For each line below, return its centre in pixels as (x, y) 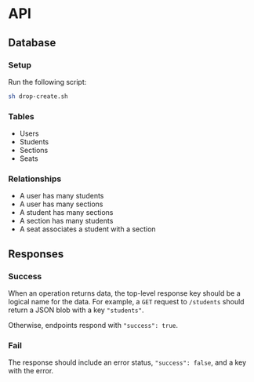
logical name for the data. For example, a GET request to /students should (126, 302)
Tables (21, 116)
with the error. (31, 371)
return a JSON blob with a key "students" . (76, 310)
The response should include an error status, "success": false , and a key (127, 362)
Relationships (35, 179)
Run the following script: (47, 82)
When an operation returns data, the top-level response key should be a (124, 293)
